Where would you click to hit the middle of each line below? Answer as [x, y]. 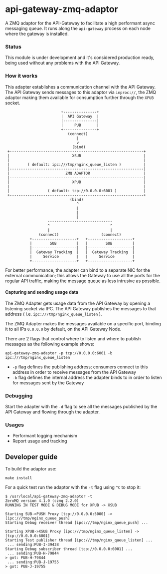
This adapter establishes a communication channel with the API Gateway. [81, 87]
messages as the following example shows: [50, 344]
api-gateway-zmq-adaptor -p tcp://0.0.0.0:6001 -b [59, 353]
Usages [14, 425]
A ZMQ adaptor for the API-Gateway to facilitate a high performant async [80, 23]
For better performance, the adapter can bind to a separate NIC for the [78, 270]
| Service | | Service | [82, 256]
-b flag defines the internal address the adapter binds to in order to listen [87, 377]
